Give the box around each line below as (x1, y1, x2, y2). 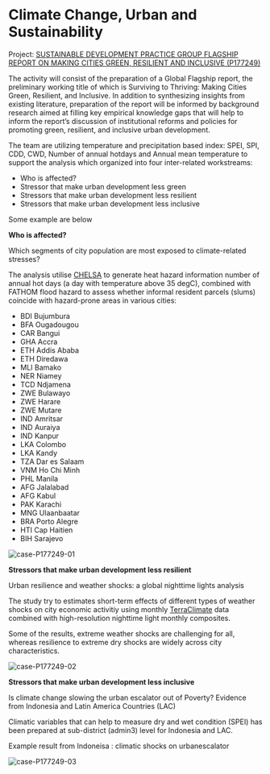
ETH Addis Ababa (19, 345, 79, 355)
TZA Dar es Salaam (19, 457, 85, 466)
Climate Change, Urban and (8, 6, 197, 24)
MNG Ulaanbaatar (19, 507, 81, 517)
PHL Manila (19, 474, 59, 483)
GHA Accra (19, 337, 58, 346)
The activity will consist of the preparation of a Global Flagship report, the (8, 73, 253, 83)
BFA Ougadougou (19, 320, 79, 329)
